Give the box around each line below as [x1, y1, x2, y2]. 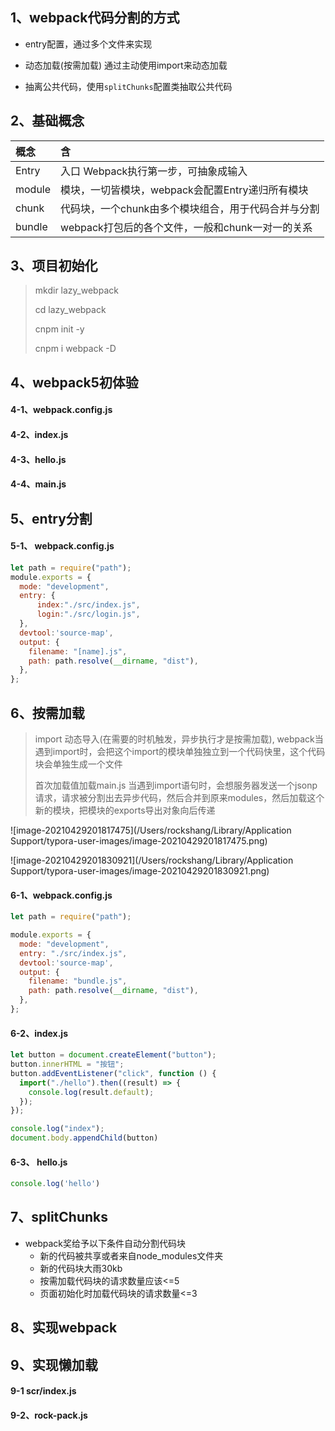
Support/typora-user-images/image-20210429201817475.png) [10, 834, 268, 847]
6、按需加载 [10, 704, 85, 722]
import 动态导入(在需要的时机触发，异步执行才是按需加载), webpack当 [34, 733, 324, 745]
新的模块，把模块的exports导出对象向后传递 [34, 804, 216, 816]
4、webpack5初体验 [10, 374, 139, 391]
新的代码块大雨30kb [39, 1262, 123, 1274]
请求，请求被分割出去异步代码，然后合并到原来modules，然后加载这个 [34, 791, 325, 803]
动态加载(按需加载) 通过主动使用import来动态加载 [24, 59, 228, 71]
